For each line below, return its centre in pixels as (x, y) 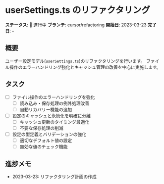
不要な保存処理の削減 (41, 128)
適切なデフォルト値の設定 (46, 140)
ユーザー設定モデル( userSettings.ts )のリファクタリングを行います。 (75, 61)
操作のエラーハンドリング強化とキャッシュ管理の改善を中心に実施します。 (85, 67)
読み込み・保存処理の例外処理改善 (55, 103)
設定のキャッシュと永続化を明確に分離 (51, 115)
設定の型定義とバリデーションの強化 (49, 134)
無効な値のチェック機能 (44, 147)
